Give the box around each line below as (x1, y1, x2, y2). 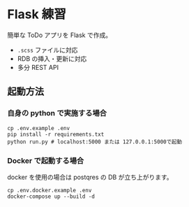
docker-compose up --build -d (7, 193, 96, 200)
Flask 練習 (7, 6, 66, 22)
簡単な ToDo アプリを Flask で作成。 (7, 31, 112, 39)
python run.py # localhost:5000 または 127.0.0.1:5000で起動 (7, 138, 183, 145)
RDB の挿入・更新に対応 (17, 54, 87, 63)
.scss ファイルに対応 (17, 45, 78, 54)
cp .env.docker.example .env (7, 187, 92, 194)
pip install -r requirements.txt (7, 131, 105, 138)
